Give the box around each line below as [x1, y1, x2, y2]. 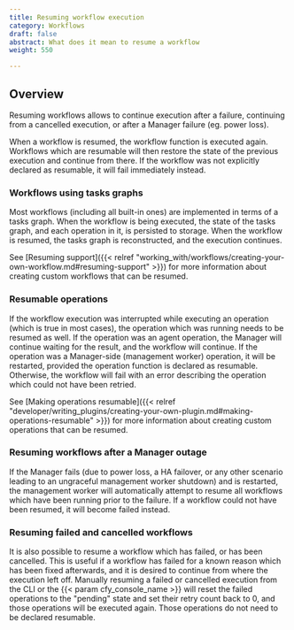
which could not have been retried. [9, 379, 137, 389]
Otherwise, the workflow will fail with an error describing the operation [9, 369, 267, 380]
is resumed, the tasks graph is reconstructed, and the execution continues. [9, 235, 282, 246]
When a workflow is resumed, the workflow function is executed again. [9, 136, 268, 147]
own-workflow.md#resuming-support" [9, 262, 151, 273]
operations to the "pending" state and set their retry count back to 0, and [9, 594, 276, 604]
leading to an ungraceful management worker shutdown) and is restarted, [9, 475, 279, 487]
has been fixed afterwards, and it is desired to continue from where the [9, 565, 268, 576]
